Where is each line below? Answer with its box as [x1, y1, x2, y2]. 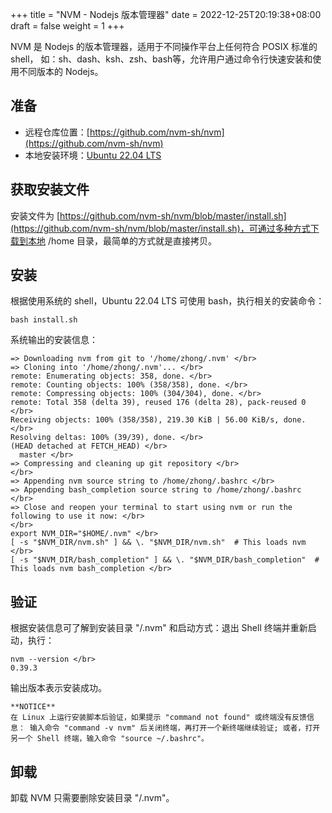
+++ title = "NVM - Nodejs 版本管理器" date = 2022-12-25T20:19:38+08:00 [10, 9, 322, 20]
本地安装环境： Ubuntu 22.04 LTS [24, 149, 162, 161]
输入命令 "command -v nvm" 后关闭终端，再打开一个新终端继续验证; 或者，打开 [29, 723, 321, 733]
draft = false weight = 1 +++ [10, 20, 125, 32]
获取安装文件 [10, 181, 90, 198]
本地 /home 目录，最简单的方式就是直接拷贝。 [27, 234, 218, 247]
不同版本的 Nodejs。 [18, 66, 104, 77]
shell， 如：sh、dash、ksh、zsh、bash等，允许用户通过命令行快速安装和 [10, 53, 313, 65]
